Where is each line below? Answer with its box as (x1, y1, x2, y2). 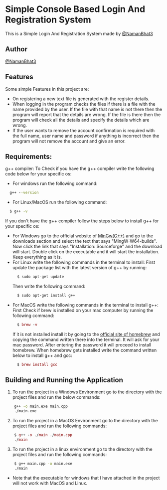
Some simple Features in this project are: (5, 86, 89, 92)
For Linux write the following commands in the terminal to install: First (12, 259, 156, 265)
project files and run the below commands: (12, 394, 101, 400)
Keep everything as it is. (12, 254, 62, 260)
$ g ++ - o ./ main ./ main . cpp (14, 433, 72, 438)
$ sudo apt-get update (17, 274, 64, 280)
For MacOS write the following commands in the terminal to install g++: (12, 302, 159, 308)
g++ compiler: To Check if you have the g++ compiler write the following (5, 165, 155, 171)
